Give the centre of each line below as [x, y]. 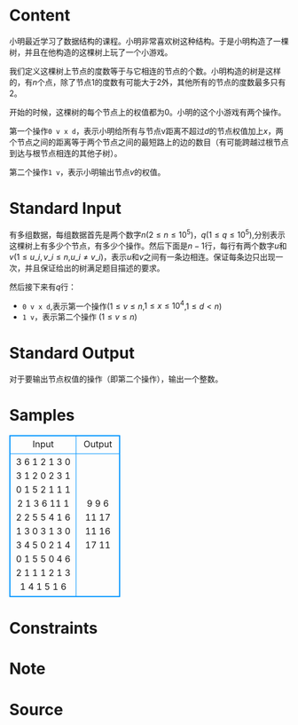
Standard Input [65, 209]
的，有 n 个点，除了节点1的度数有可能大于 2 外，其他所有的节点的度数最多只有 [148, 82]
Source [36, 709]
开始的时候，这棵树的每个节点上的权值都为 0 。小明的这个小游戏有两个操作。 [148, 112]
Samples [42, 416]
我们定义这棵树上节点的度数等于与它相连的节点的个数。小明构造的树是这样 [145, 71]
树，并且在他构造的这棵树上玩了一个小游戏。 [91, 52]
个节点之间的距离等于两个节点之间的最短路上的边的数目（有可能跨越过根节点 [149, 142]
